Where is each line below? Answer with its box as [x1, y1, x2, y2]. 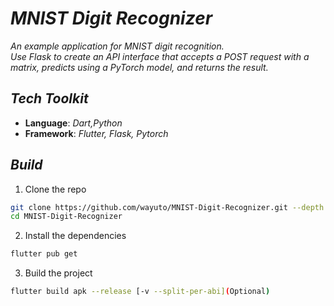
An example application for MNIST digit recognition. [10, 40, 225, 52]
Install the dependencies [24, 230, 127, 242]
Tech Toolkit [10, 90, 89, 107]
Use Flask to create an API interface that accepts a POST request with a [10, 50, 310, 62]
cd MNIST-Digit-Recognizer [10, 212, 123, 222]
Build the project [24, 267, 93, 279]
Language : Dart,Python [24, 117, 123, 129]
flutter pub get [10, 249, 78, 259]
